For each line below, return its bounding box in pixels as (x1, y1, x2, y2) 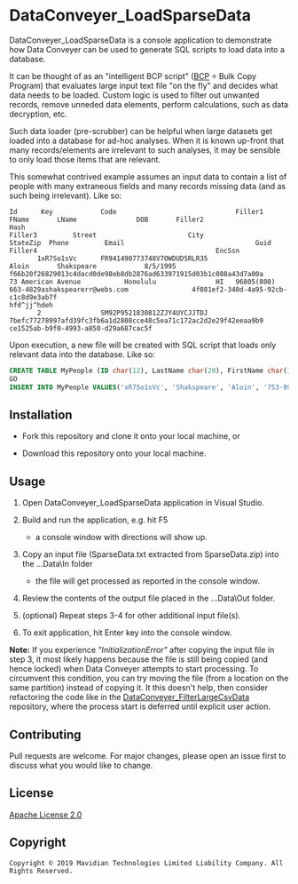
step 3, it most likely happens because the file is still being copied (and (9, 654, 268, 665)
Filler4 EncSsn (9, 246, 240, 255)
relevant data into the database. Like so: (9, 348, 155, 360)
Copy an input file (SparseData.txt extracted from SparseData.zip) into (21, 549, 279, 560)
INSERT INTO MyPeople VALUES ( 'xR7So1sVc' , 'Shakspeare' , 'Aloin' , (9, 383, 260, 392)
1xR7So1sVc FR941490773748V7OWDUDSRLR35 (36, 254, 208, 263)
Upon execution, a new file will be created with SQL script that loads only (9, 339, 277, 350)
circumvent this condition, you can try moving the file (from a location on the (9, 673, 289, 684)
